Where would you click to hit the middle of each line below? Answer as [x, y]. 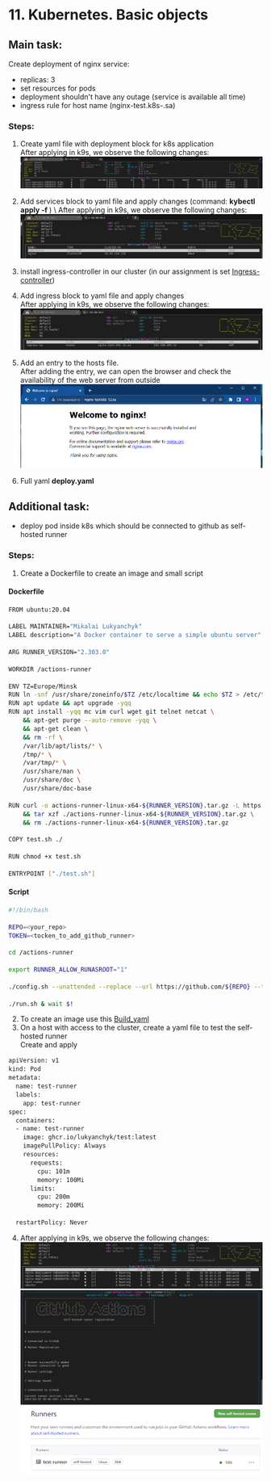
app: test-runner [52, 1103]
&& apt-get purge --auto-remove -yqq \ [90, 720]
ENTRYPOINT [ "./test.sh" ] [52, 874]
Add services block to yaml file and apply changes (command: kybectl [138, 201]
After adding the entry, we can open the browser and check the [125, 371]
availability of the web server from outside [90, 380]
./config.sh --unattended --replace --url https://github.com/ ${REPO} [129, 987]
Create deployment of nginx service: [69, 64]
